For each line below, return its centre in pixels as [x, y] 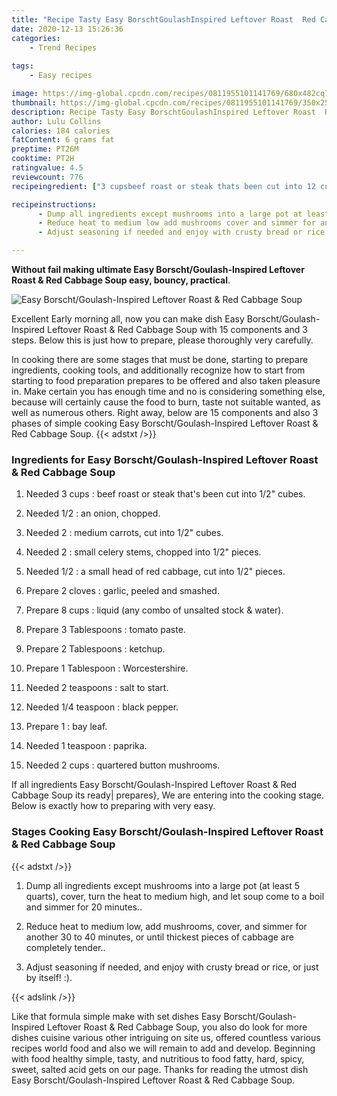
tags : [22, 66]
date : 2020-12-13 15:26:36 [67, 29]
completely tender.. [65, 947]
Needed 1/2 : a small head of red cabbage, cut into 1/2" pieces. [155, 572]
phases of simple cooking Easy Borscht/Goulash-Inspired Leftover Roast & [165, 423]
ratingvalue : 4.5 [47, 168]
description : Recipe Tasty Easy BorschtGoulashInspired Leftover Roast [163, 112]
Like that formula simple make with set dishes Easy [116, 1016]
